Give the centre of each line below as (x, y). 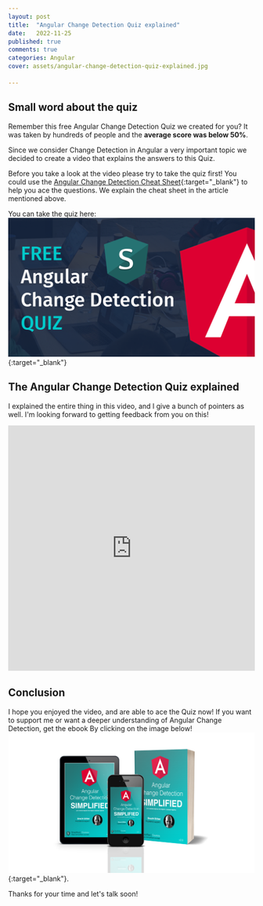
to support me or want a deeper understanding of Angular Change (115, 720)
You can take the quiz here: (52, 214)
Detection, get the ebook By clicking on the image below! (100, 728)
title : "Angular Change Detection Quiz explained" (94, 25)
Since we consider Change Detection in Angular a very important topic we (128, 150)
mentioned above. (37, 198)
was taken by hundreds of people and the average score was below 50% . (128, 134)
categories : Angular (42, 58)
